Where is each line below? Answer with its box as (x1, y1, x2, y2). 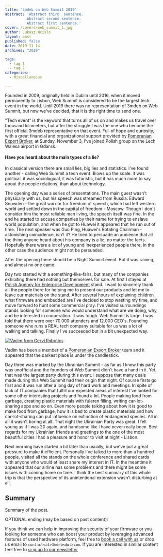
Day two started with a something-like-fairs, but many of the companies (5, 271, 149, 277)
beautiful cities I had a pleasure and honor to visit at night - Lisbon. (5, 434, 139, 440)
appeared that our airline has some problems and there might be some (5, 464, 146, 470)
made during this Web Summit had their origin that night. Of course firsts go (5, 377, 157, 383)
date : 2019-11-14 (5, 43, 40, 48)
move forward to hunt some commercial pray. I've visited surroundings (5, 303, 147, 308)
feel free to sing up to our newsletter (5, 546, 78, 552)
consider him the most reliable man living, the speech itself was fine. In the (5, 211, 154, 217)
